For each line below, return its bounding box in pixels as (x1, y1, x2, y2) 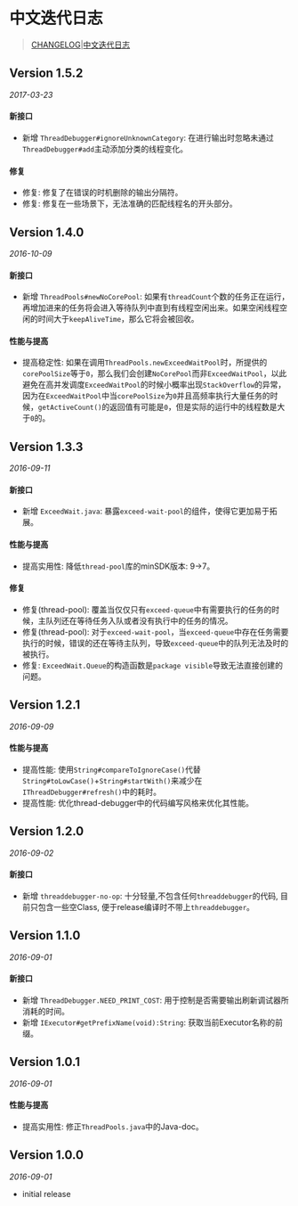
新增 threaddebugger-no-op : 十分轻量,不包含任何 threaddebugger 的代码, (21, 890, 278, 901)
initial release (21, 1188, 71, 1199)
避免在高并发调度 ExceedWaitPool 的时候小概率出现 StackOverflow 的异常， (21, 380, 286, 390)
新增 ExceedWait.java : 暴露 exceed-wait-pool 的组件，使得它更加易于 (21, 505, 270, 517)
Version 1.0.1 (9, 1054, 81, 1070)
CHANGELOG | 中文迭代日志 (30, 39, 131, 50)
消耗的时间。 (21, 1005, 69, 1016)
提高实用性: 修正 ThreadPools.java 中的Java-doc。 (21, 1120, 205, 1132)
